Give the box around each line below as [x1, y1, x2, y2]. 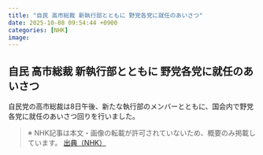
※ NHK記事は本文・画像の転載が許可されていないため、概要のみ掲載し [27, 128, 256, 138]
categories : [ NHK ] [8, 26, 69, 34]
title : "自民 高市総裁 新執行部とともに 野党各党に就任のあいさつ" [8, 11, 203, 20]
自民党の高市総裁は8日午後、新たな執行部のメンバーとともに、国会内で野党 [8, 101, 254, 111]
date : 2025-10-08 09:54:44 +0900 [8, 19, 118, 27]
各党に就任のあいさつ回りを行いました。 [8, 112, 139, 121]
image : [8, 33, 30, 42]
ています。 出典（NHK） [27, 138, 106, 148]
